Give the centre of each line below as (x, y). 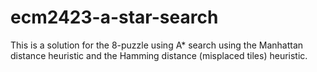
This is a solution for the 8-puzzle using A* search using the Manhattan (157, 45)
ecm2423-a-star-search (114, 17)
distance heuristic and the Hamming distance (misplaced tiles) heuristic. (159, 55)
